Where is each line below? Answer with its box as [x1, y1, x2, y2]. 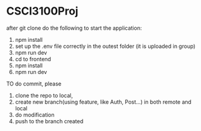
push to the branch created [15, 117, 84, 125]
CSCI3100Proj [6, 4, 79, 18]
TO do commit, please [6, 80, 62, 87]
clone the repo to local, [15, 92, 73, 99]
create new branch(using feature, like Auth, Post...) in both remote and [15, 98, 192, 106]
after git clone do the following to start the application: [6, 24, 142, 32]
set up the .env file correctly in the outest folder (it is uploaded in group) [15, 42, 196, 50]
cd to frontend [15, 55, 52, 62]
